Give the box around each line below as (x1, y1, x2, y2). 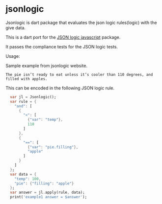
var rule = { (10, 99, 37, 104)
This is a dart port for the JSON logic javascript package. (5, 34, 121, 40)
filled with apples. (5, 76, 48, 81)
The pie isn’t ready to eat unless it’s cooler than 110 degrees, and (5, 72, 153, 77)
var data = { (10, 172, 37, 177)
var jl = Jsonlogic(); (10, 94, 56, 99)
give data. (5, 24, 26, 30)
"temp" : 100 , (14, 176, 41, 181)
